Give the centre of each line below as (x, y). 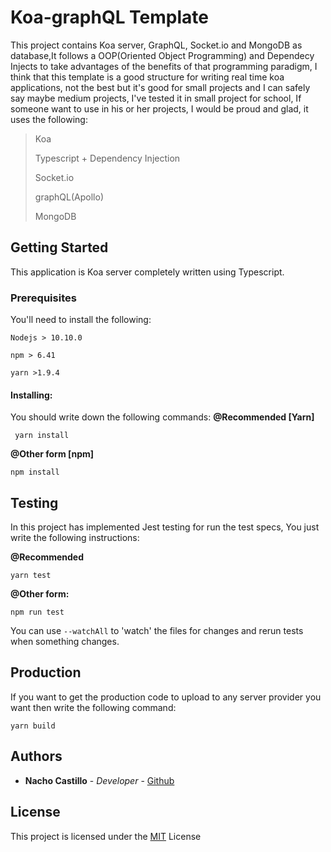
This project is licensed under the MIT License (106, 836)
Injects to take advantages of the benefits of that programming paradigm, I (164, 66)
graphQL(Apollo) (69, 197)
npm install (35, 472)
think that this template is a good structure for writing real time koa (147, 77)
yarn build (33, 726)
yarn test (31, 576)
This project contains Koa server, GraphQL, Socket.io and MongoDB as (156, 45)
